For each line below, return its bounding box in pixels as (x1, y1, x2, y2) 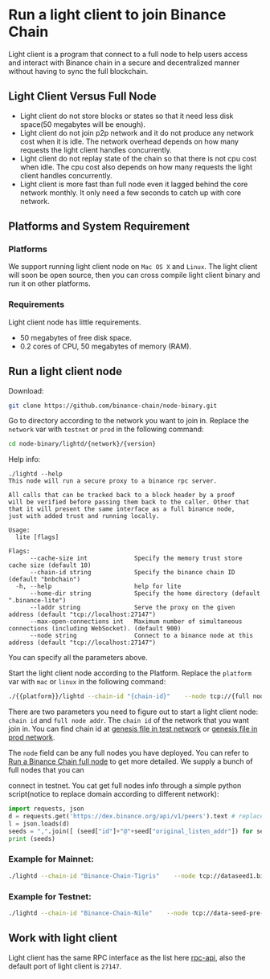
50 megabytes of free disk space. (19, 332, 133, 342)
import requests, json (8, 805, 84, 813)
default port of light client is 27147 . (8, 961, 122, 971)
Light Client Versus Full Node (8, 90, 157, 104)
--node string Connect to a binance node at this (29, 632, 253, 640)
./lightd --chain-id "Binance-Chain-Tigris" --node (8, 871, 196, 880)
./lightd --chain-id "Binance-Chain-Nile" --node (8, 909, 189, 917)
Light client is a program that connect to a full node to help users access (8, 49, 248, 59)
